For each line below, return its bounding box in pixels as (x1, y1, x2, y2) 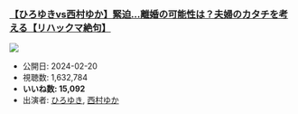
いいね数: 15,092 (22, 83, 86, 94)
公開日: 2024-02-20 (22, 61, 98, 71)
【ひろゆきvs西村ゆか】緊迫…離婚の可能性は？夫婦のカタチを (9, 7, 280, 20)
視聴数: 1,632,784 (22, 72, 88, 83)
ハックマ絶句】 (45, 21, 111, 33)
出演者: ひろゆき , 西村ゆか (22, 95, 119, 106)
